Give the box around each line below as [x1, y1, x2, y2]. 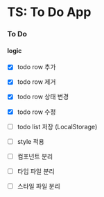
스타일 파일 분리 [17, 182, 60, 190]
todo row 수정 [17, 108, 56, 116]
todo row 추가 [17, 63, 56, 71]
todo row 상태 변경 [17, 92, 69, 101]
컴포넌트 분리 [17, 152, 53, 161]
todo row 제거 [17, 78, 56, 86]
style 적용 [17, 137, 45, 145]
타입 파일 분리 [17, 167, 55, 175]
